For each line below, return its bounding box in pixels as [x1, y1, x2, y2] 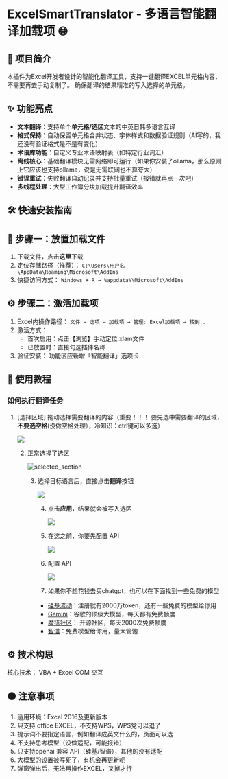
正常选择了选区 [27, 449, 70, 457]
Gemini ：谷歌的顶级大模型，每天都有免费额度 [47, 609, 176, 618]
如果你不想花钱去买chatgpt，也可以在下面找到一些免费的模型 [47, 586, 220, 594]
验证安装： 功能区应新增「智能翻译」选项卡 [16, 351, 139, 360]
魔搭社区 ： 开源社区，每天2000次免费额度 [47, 618, 167, 627]
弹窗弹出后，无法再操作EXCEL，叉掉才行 [16, 765, 132, 773]
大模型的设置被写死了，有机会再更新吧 [16, 756, 125, 764]
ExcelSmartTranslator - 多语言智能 [7, 6, 205, 22]
